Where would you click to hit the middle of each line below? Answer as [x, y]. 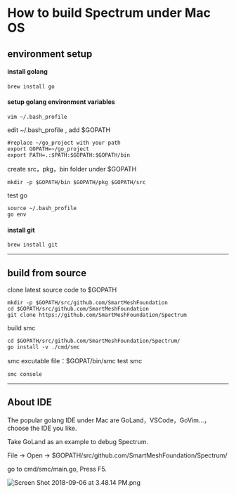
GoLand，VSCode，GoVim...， [165, 420]
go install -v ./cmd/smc [44, 347]
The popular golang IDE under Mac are [63, 420]
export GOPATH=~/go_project [48, 149]
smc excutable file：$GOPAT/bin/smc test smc [75, 361]
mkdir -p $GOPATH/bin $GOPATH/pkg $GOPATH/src [77, 182]
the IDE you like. [54, 428]
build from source [47, 273]
